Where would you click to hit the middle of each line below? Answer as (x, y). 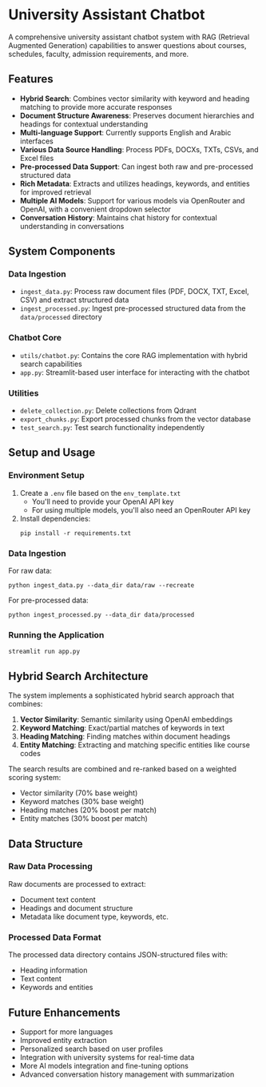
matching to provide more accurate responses (96, 107)
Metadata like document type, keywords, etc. (94, 916)
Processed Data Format (55, 937)
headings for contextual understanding (84, 124)
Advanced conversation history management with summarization (127, 1074)
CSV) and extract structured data (74, 300)
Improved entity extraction (63, 1040)
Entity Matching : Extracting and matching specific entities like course (135, 745)
